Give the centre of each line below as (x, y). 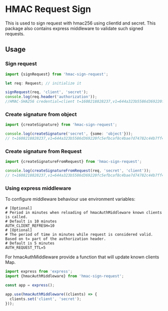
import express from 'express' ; (39, 271)
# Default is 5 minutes (30, 243)
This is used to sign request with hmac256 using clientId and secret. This (80, 23)
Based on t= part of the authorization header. (56, 239)
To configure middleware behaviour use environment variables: (70, 199)
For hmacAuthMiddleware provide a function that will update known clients (82, 257)
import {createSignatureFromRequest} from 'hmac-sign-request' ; (73, 162)
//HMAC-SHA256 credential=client (40, 102)
